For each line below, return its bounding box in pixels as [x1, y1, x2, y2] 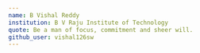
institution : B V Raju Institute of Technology [8, 19, 169, 26]
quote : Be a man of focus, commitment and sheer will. [8, 26, 194, 34]
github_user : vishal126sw [8, 33, 94, 41]
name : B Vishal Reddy [8, 11, 80, 19]
